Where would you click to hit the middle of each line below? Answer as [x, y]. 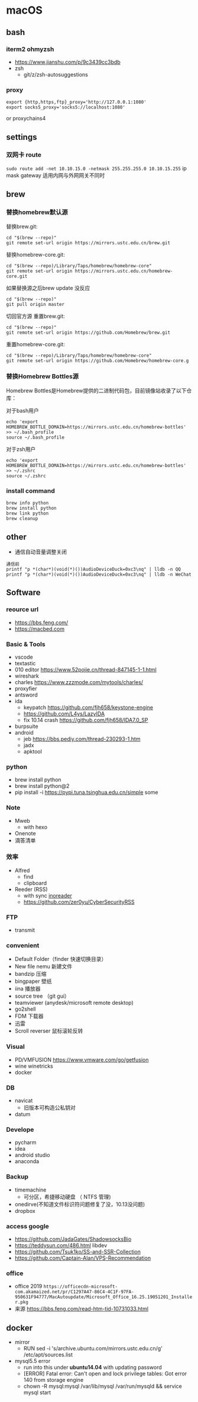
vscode [24, 657]
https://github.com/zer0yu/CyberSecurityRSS [79, 902]
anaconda [27, 1161]
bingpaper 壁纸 [33, 981]
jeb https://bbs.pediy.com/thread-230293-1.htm [82, 739]
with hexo [35, 827]
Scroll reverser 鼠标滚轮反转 [49, 1031]
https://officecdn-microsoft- [81, 1287]
